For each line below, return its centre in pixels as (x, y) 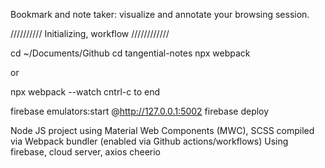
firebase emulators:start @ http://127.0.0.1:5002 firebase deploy (140, 111)
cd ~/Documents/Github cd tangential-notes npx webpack (130, 53)
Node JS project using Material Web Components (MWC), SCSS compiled (162, 130)
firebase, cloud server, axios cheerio (86, 152)
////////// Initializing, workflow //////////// (90, 33)
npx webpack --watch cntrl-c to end (85, 92)
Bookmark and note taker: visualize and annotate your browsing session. (160, 14)
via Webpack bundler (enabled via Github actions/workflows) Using (149, 141)
